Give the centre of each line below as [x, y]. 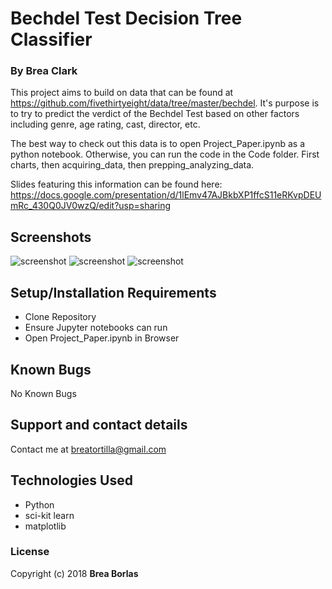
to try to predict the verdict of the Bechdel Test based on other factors [155, 114]
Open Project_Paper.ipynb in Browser [102, 338]
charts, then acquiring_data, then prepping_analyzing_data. [132, 165]
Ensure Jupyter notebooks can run [96, 328]
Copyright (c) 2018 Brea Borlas [74, 573]
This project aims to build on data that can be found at [122, 93]
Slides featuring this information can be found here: [116, 184]
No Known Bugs [43, 393]
